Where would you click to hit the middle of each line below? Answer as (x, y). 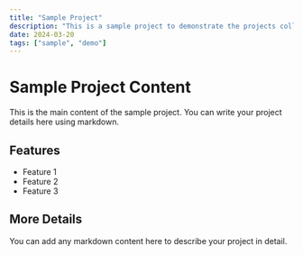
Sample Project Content (101, 87)
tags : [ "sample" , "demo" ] (58, 43)
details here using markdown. (64, 122)
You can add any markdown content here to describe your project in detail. (148, 241)
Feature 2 (40, 182)
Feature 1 (39, 172)
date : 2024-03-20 (42, 34)
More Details (46, 219)
